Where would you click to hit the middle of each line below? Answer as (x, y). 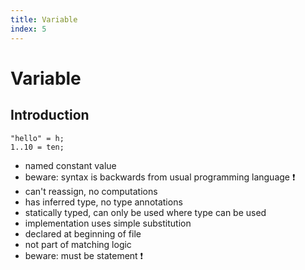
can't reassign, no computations (91, 191)
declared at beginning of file (83, 233)
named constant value (70, 165)
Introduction (50, 115)
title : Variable (44, 19)
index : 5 (28, 29)
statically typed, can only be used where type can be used (145, 212)
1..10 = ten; (37, 147)
